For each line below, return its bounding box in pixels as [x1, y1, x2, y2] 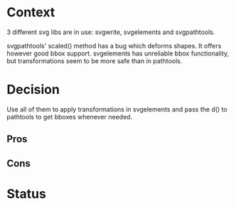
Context [6, 4, 55, 21]
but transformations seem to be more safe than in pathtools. [6, 56, 183, 65]
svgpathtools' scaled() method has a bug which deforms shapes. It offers [6, 41, 222, 50]
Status [6, 185, 47, 202]
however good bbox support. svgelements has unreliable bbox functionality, [6, 49, 230, 58]
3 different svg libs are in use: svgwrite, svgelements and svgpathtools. [6, 28, 215, 36]
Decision [6, 82, 60, 98]
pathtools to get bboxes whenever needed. [6, 112, 133, 121]
